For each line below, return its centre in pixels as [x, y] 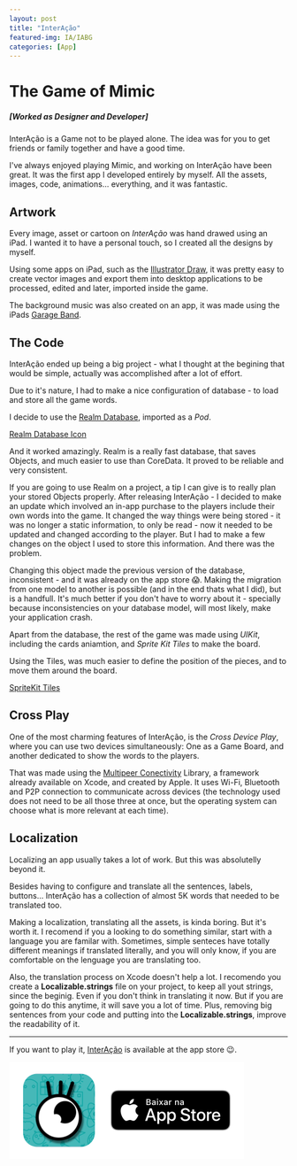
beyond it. [27, 869]
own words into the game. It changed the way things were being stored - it [145, 516]
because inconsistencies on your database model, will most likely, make [140, 608]
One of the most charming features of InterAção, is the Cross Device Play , [144, 737]
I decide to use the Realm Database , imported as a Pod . [110, 417]
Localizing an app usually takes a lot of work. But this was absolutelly [135, 860]
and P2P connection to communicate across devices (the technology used [145, 791]
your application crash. [51, 618]
